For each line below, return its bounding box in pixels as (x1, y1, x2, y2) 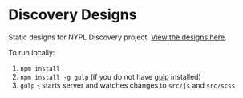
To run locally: (8, 47, 55, 57)
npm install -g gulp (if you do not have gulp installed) (19, 71, 202, 81)
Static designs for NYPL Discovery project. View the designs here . (8, 32, 227, 42)
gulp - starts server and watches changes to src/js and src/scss (19, 80, 236, 90)
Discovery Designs (8, 6, 137, 24)
